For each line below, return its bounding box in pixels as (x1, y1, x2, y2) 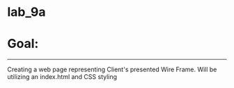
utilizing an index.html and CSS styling (7, 73, 117, 81)
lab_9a (7, 4, 46, 20)
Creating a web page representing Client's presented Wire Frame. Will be (7, 65, 217, 73)
